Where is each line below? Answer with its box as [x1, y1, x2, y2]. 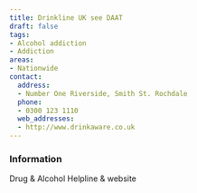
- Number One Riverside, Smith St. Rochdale [17, 89, 188, 98]
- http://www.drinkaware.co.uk [17, 123, 136, 132]
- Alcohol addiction [9, 38, 88, 48]
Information [9, 152, 62, 165]
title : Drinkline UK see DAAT [9, 13, 124, 23]
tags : [9, 30, 30, 39]
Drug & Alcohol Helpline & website [9, 173, 137, 184]
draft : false [9, 22, 59, 31]
